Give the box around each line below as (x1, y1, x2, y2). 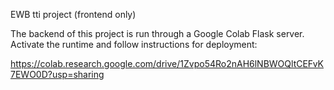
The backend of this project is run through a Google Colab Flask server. (10, 28, 305, 39)
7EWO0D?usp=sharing (10, 69, 105, 80)
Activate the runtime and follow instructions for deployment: (10, 39, 258, 50)
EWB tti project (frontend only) (10, 9, 137, 20)
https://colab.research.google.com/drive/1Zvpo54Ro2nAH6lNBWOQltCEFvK (10, 58, 324, 69)
